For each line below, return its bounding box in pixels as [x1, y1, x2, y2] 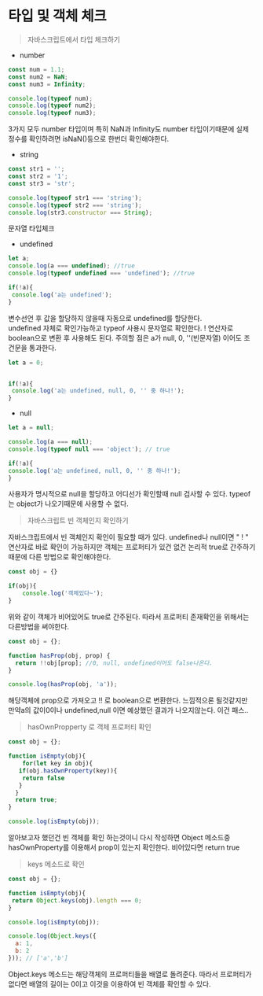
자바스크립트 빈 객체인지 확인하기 [27, 516, 129, 526]
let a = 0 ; [8, 359, 44, 367]
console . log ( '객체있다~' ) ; [22, 589, 104, 598]
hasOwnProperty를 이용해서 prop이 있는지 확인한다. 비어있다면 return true [8, 843, 240, 852]
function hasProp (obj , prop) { [8, 651, 111, 659]
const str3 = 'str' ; [8, 179, 76, 187]
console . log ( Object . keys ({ [8, 932, 97, 940]
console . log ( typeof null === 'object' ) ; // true [8, 445, 170, 453]
